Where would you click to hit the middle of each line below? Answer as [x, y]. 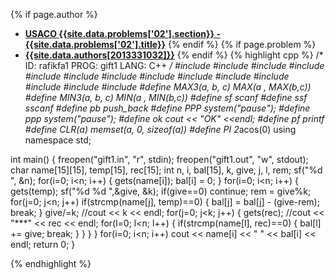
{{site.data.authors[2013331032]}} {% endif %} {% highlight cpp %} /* [174, 55]
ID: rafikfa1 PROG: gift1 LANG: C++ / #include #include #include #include [174, 65]
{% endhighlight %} [51, 263]
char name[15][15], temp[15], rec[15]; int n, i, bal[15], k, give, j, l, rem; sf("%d [166, 170]
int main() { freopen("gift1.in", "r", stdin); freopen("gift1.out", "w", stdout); [159, 159]
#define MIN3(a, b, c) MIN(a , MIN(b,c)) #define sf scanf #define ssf [166, 97]
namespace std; [58, 140]
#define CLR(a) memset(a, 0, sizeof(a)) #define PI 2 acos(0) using [160, 129]
